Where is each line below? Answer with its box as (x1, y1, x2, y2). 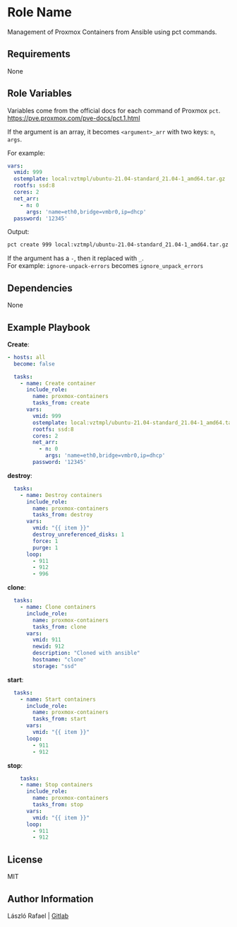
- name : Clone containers (20, 604, 97, 611)
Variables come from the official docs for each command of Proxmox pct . (7, 106, 221, 115)
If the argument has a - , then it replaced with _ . (7, 254, 144, 262)
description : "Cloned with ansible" (32, 650, 140, 657)
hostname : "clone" (32, 656, 87, 663)
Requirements (7, 48, 71, 60)
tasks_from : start (32, 716, 87, 723)
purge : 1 (32, 544, 59, 552)
